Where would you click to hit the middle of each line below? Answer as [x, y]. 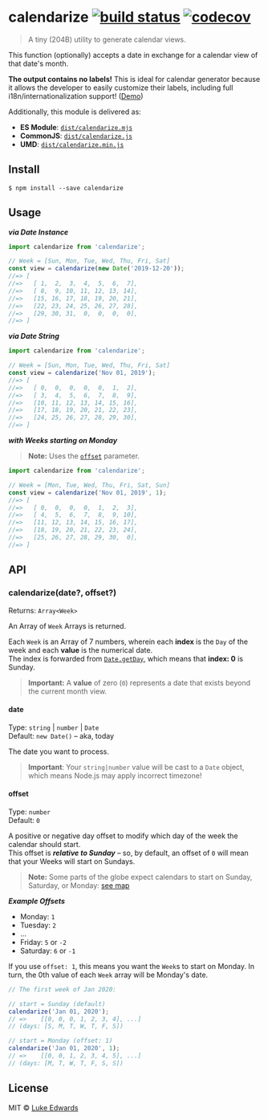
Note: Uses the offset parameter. [84, 456]
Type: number [29, 812]
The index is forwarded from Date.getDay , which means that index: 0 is [126, 658]
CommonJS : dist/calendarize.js [76, 136]
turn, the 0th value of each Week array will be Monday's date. [108, 975]
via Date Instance [39, 232]
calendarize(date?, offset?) [63, 593]
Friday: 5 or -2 [43, 942]
